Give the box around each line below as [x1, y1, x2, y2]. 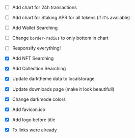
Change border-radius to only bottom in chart [12, 35, 109, 41]
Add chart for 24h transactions [12, 5, 77, 10]
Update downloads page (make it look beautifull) [12, 86, 115, 92]
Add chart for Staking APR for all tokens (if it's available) [12, 15, 130, 21]
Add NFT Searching [12, 56, 54, 62]
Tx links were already [12, 127, 57, 133]
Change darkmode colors [12, 96, 66, 102]
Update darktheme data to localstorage [12, 76, 95, 82]
